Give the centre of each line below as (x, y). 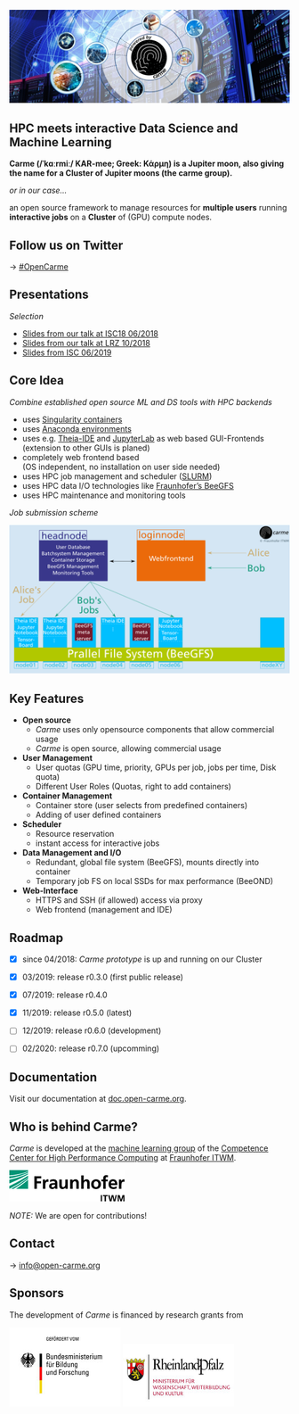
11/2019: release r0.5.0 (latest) (77, 1013)
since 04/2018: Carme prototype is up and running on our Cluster (142, 959)
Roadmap (36, 938)
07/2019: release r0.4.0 (65, 995)
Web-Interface (50, 891)
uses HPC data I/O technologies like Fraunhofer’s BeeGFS (128, 485)
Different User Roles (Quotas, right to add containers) (133, 787)
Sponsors (36, 1293)
